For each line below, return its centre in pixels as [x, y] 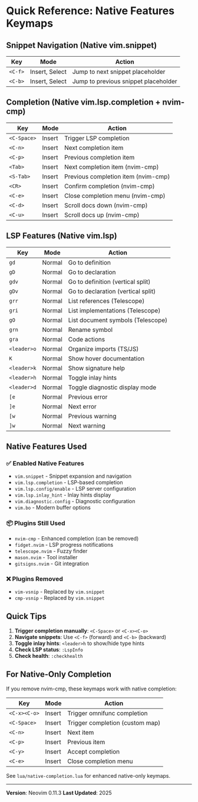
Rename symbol [90, 330]
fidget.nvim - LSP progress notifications [64, 545]
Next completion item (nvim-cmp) [112, 167]
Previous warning [92, 416]
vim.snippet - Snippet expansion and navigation [73, 476]
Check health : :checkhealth [49, 656]
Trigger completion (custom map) [114, 723]
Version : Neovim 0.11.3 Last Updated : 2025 [59, 793]
